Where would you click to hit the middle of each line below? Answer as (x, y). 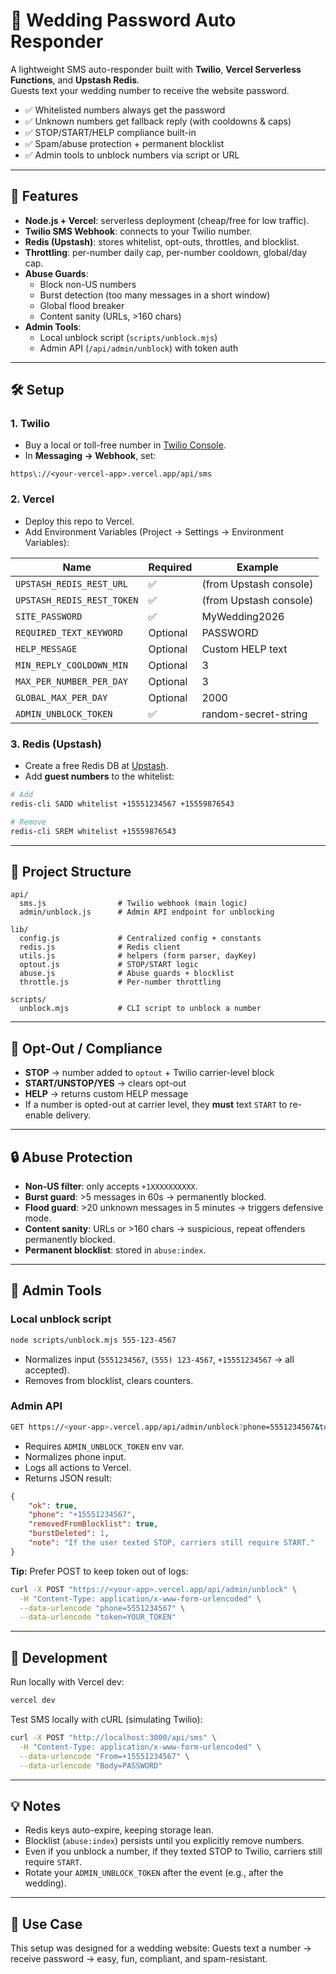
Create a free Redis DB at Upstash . (96, 766)
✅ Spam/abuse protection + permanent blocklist (124, 143)
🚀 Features (44, 196)
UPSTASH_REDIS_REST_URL (72, 583)
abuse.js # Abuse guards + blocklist (127, 974)
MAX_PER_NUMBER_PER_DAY (72, 681)
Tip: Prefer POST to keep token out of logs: (99, 1571)
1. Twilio (30, 424)
